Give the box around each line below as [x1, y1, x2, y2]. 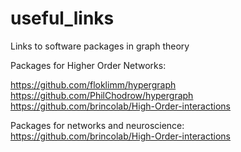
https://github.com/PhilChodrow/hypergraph [10, 89, 194, 101]
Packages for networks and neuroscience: [10, 119, 185, 131]
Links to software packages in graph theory [10, 40, 190, 52]
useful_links [10, 7, 115, 30]
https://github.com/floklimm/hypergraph [10, 78, 177, 91]
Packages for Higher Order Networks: [10, 59, 167, 71]
